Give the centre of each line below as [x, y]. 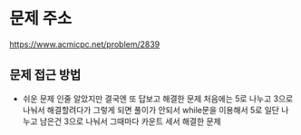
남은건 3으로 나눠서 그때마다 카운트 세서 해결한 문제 [131, 121]
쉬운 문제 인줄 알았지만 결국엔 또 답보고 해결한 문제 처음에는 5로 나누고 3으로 [158, 98]
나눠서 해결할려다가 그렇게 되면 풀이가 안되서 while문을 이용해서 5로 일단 [150, 110]
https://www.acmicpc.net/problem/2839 [85, 44]
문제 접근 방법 [45, 75]
